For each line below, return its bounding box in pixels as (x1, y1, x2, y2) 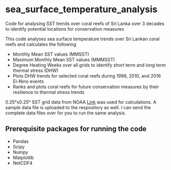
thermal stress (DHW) (12, 67, 59, 74)
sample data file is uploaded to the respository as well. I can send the (5, 104, 151, 110)
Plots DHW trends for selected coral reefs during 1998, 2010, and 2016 (12, 72, 161, 79)
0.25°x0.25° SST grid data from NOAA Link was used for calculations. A (5, 99, 157, 105)
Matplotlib (12, 154, 34, 160)
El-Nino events (12, 78, 44, 84)
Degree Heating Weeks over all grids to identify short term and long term (12, 62, 166, 68)
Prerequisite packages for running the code (5, 125, 147, 133)
